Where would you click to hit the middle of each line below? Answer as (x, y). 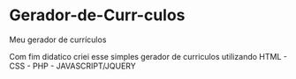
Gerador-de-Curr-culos (97, 15)
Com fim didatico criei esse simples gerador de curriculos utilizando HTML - (148, 56)
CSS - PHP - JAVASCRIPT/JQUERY (73, 66)
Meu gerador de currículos (58, 39)
